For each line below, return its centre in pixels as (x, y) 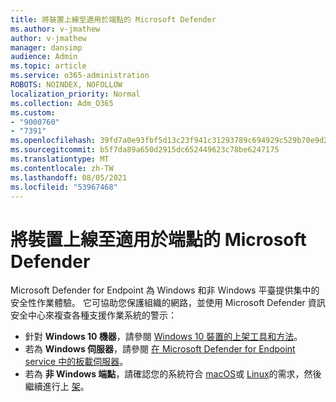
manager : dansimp (46, 47)
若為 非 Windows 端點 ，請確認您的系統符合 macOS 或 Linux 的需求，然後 (173, 374)
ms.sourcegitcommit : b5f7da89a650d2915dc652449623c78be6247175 (145, 150)
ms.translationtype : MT (60, 159)
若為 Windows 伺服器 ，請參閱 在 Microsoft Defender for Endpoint (160, 349)
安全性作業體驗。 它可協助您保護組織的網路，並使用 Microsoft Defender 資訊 (168, 303)
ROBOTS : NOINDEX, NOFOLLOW (66, 85)
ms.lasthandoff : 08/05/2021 (69, 177)
